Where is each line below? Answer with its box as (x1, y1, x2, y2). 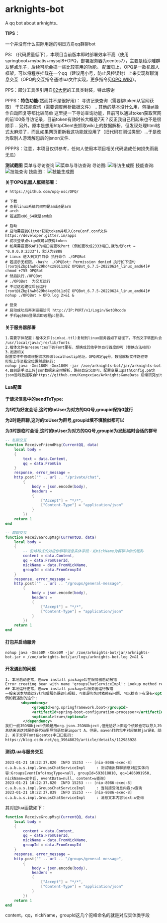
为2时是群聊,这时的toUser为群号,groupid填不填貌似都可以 (5, 417, 124, 423)
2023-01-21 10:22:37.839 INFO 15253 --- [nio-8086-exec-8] (5, 790, 133, 795)
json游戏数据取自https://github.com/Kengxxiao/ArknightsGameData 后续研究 (5, 373, 156, 378)
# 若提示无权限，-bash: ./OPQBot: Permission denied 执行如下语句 (5, 259, 136, 265)
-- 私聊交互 (5, 438, 27, 443)
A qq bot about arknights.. (5, 20, 59, 26)
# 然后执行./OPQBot (5, 273, 43, 279)
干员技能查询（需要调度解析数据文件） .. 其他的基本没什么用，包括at (14, 104, 155, 110)
